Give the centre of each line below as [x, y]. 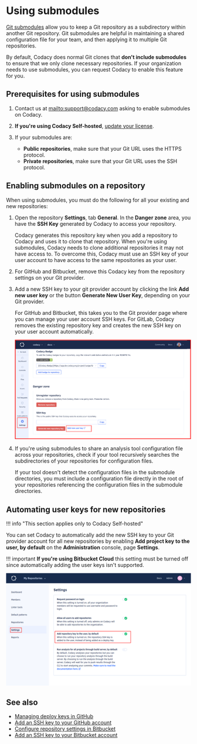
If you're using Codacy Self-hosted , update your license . [84, 126]
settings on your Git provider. [50, 277]
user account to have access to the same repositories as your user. [96, 260]
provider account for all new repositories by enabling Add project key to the [98, 541]
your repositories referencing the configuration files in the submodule [98, 485]
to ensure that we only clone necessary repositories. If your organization [94, 63]
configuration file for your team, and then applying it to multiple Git [86, 39]
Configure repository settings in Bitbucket [65, 729]
